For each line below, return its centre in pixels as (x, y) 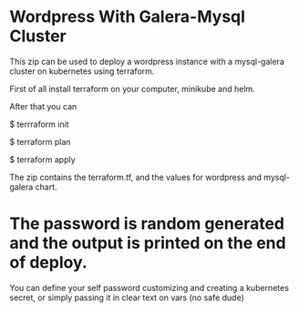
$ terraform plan (40, 141)
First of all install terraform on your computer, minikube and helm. (132, 88)
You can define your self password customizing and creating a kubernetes (149, 287)
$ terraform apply (42, 159)
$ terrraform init (40, 124)
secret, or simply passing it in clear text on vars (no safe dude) (127, 297)
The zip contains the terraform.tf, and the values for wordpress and (136, 177)
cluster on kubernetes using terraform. (82, 71)
